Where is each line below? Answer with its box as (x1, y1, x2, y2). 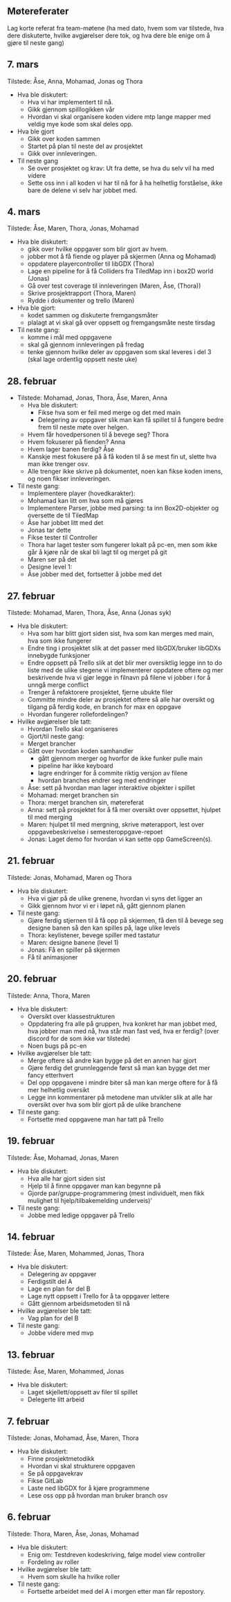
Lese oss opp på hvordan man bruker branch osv (27, 1491, 168, 1500)
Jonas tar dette (27, 526, 71, 535)
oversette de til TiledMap (27, 511, 99, 519)
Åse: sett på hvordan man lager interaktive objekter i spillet (27, 784, 196, 792)
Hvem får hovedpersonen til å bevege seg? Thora (27, 430, 169, 439)
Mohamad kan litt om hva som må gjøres (27, 497, 144, 505)
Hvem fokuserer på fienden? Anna (27, 438, 126, 446)
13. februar (7, 1349, 55, 1361)
